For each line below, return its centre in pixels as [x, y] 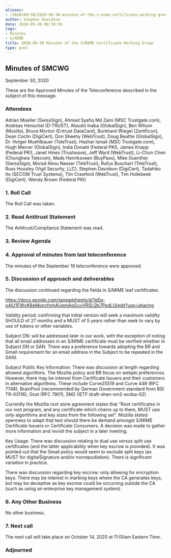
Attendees [19, 109]
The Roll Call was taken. [31, 204]
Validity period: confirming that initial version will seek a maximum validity [83, 315]
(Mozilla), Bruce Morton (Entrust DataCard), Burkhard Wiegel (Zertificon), [82, 131]
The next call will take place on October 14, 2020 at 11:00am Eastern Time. [83, 537]
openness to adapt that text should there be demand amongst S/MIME [79, 420]
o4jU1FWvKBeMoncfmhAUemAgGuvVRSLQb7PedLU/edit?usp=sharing [80, 305]
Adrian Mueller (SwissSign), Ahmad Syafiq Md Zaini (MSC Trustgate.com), [83, 120]
